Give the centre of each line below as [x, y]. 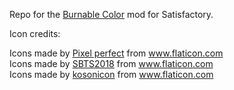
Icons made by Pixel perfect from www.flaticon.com [116, 53]
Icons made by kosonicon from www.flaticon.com [111, 74]
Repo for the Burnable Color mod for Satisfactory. [111, 14]
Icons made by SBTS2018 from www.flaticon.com [111, 63]
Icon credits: [35, 33]
